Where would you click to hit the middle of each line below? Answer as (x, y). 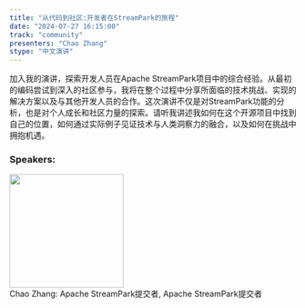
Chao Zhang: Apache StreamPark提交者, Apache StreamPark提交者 (136, 294)
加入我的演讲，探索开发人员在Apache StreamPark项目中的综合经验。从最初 (151, 79)
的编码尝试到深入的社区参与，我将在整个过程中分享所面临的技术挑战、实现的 (153, 90)
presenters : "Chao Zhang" (58, 43)
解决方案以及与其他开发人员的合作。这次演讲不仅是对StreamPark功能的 (143, 102)
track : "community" (46, 35)
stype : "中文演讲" (42, 52)
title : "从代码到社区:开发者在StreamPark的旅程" (94, 18)
